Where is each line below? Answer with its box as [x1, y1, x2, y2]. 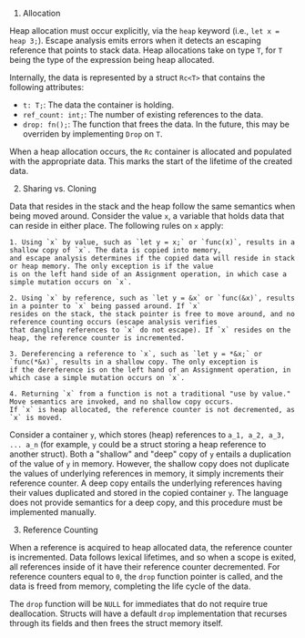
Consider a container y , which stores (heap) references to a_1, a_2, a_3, [9, 429, 285, 440]
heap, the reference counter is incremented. [9, 334, 185, 343]
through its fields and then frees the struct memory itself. [9, 618, 223, 628]
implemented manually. [9, 507, 97, 518]
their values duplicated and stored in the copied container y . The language [9, 488, 289, 498]
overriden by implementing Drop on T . [22, 129, 163, 139]
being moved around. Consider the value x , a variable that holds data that [9, 211, 285, 221]
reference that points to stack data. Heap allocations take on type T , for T [9, 45, 283, 56]
